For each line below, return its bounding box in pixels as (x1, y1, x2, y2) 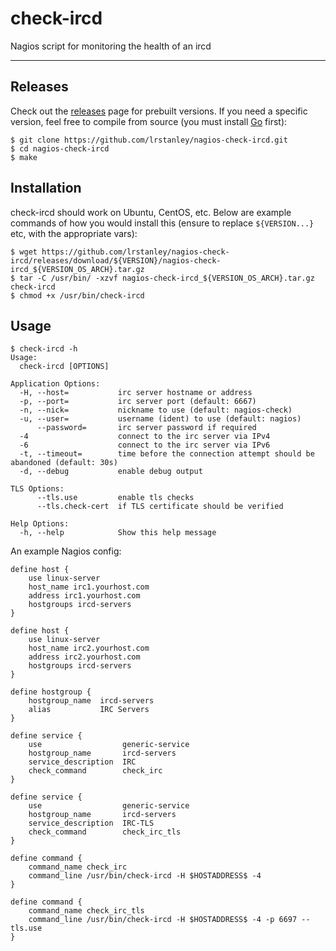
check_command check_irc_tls (28, 827, 182, 837)
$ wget (10, 247, 38, 257)
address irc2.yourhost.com (28, 652, 141, 662)
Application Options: (10, 379, 101, 389)
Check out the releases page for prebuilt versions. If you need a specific (10, 105, 308, 117)
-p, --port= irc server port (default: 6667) (19, 397, 257, 407)
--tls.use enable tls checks (36, 493, 195, 503)
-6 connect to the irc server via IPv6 (19, 440, 271, 451)
